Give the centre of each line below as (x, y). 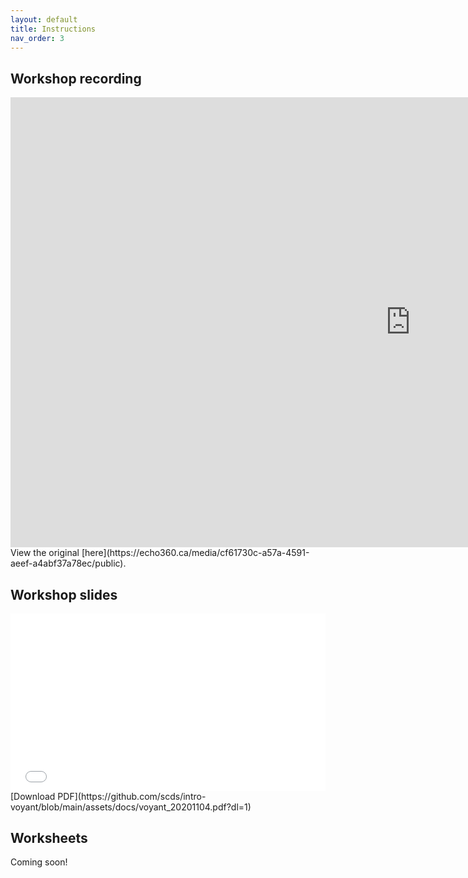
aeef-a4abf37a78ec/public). (68, 563)
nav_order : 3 (37, 38)
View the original (45, 553)
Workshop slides (64, 594)
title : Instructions (53, 29)
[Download (33, 796)
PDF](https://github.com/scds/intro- (132, 796)
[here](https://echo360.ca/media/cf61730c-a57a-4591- (195, 553)
